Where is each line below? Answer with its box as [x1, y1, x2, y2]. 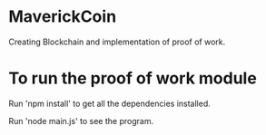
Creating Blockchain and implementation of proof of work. [8, 36, 226, 47]
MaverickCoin [8, 6, 117, 27]
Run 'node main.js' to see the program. [8, 115, 154, 126]
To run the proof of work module [8, 68, 258, 89]
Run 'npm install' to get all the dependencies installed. [8, 98, 211, 109]
